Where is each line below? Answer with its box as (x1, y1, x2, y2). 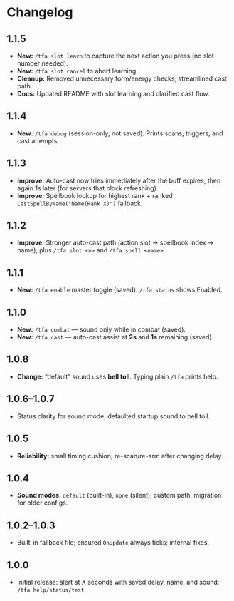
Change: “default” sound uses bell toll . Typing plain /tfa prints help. (16, 372, 218, 381)
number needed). (16, 59, 68, 68)
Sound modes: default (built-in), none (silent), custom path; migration (16, 491, 222, 500)
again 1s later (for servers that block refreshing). (16, 183, 159, 192)
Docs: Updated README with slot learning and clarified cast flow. (16, 90, 210, 98)
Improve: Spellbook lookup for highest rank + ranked (16, 191, 173, 200)
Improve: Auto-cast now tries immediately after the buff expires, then (16, 176, 221, 185)
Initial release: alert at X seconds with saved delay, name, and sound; (16, 577, 220, 586)
